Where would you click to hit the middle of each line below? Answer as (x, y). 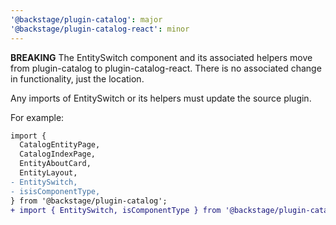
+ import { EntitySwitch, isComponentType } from (116, 210)
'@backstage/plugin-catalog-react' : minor (100, 29)
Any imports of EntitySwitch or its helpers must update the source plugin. (161, 98)
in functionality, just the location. (77, 78)
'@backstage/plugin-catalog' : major (86, 19)
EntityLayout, (48, 173)
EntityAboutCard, (55, 164)
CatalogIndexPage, (58, 154)
